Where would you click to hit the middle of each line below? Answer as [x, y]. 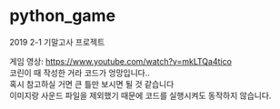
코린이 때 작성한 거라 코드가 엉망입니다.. [80, 73]
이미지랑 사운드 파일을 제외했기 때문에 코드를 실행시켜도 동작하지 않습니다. [140, 95]
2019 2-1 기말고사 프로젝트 [57, 42]
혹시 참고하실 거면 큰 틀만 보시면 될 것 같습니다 [92, 84]
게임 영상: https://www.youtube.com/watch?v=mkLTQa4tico [120, 61]
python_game [63, 16]
